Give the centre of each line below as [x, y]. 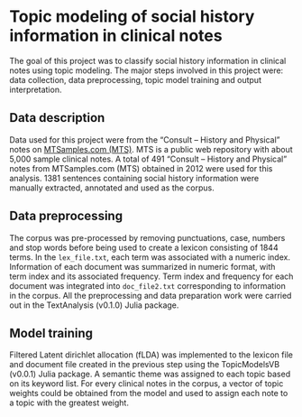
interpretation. [36, 89]
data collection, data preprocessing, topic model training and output [135, 79]
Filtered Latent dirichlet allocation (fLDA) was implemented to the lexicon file [151, 355]
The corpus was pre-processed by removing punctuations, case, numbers [147, 237]
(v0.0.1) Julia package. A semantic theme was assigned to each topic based [150, 374]
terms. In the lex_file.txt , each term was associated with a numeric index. [150, 257]
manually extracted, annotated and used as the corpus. [112, 188]
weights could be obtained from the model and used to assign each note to [149, 394]
